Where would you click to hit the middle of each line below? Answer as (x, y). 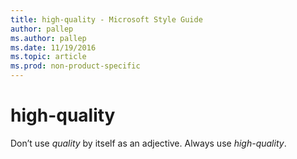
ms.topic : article (48, 57)
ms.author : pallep (48, 38)
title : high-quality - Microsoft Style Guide (106, 19)
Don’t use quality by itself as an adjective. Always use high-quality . (148, 143)
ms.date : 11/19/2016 (53, 47)
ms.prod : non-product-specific (75, 66)
